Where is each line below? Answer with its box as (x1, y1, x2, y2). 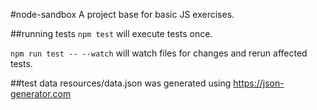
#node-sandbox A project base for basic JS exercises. (10, 9, 235, 20)
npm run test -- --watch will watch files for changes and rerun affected (10, 47, 308, 59)
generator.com (10, 88, 72, 99)
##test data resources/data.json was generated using (10, 77, 232, 89)
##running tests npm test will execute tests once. (10, 28, 213, 39)
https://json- (233, 77, 285, 89)
